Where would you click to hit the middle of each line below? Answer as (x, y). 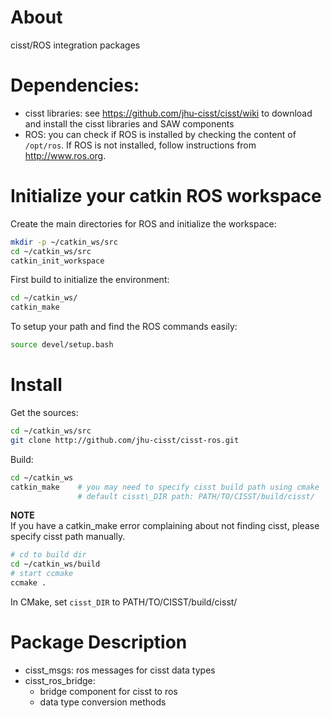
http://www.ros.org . (65, 155)
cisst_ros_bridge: (60, 680)
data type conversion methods (103, 702)
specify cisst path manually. (68, 537)
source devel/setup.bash (62, 345)
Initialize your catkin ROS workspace (166, 196)
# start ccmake (42, 574)
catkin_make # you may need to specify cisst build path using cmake (165, 487)
